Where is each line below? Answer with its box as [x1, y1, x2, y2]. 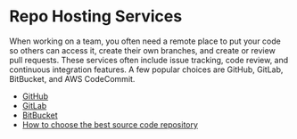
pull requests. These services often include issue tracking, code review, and [9, 54, 289, 65]
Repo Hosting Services [9, 6, 183, 27]
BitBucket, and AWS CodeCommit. [9, 73, 136, 84]
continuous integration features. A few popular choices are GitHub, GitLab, [9, 64, 284, 75]
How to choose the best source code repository [21, 119, 199, 130]
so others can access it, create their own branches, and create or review [9, 45, 276, 55]
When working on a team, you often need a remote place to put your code [9, 36, 281, 46]
